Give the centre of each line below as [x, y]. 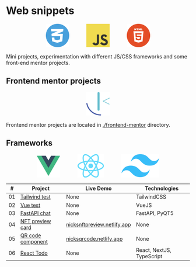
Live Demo [99, 189]
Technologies [162, 189]
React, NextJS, [154, 250]
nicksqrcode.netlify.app [94, 238]
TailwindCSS [151, 197]
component [34, 242]
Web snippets [40, 11]
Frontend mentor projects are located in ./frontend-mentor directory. [88, 124]
